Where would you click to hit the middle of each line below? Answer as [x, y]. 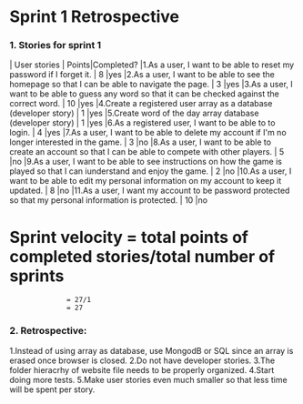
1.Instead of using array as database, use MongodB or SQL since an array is [151, 350]
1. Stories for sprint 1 [56, 45]
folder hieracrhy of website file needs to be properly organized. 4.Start [142, 369]
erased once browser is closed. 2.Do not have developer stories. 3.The [142, 360]
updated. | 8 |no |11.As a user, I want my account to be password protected [150, 191]
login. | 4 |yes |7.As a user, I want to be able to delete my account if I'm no [148, 133]
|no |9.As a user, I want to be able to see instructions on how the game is [146, 162]
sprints [37, 276]
